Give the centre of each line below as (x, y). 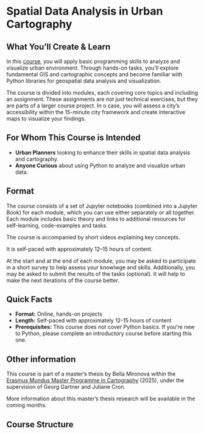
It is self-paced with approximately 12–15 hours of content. (79, 249)
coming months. (27, 405)
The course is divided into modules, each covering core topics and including (102, 92)
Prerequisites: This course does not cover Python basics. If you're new (105, 327)
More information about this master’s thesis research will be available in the (101, 399)
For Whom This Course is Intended (74, 138)
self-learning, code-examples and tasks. (57, 225)
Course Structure (40, 425)
